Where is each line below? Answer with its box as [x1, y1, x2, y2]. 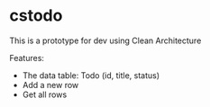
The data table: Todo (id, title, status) [22, 69, 160, 81]
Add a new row [22, 79, 79, 90]
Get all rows [22, 89, 68, 100]
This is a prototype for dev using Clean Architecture [9, 35, 202, 46]
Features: [9, 52, 45, 63]
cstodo [9, 5, 63, 26]
